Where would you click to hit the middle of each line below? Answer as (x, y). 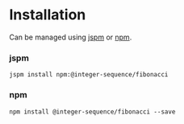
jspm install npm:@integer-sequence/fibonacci (89, 75)
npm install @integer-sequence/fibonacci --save (92, 112)
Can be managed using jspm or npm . (71, 37)
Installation (48, 15)
